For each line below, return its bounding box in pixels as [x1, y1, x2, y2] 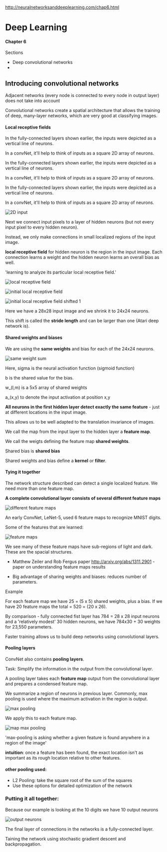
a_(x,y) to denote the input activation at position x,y [5, 394, 111, 400]
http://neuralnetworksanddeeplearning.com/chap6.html [5, 4, 120, 10]
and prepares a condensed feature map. [5, 681, 88, 687]
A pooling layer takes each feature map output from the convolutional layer [5, 675, 160, 681]
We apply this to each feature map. [5, 715, 77, 721]
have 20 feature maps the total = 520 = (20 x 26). [5, 603, 107, 609]
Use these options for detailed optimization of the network [12, 782, 133, 789]
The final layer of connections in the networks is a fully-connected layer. [5, 826, 154, 832]
